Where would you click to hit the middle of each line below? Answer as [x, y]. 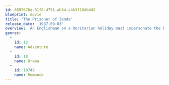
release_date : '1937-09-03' [35, 24]
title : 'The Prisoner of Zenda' [39, 19]
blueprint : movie [23, 14]
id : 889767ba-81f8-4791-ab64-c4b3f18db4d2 [50, 10]
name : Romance [29, 75]
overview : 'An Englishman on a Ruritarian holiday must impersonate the [83, 28]
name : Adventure [31, 47]
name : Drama [27, 61]
